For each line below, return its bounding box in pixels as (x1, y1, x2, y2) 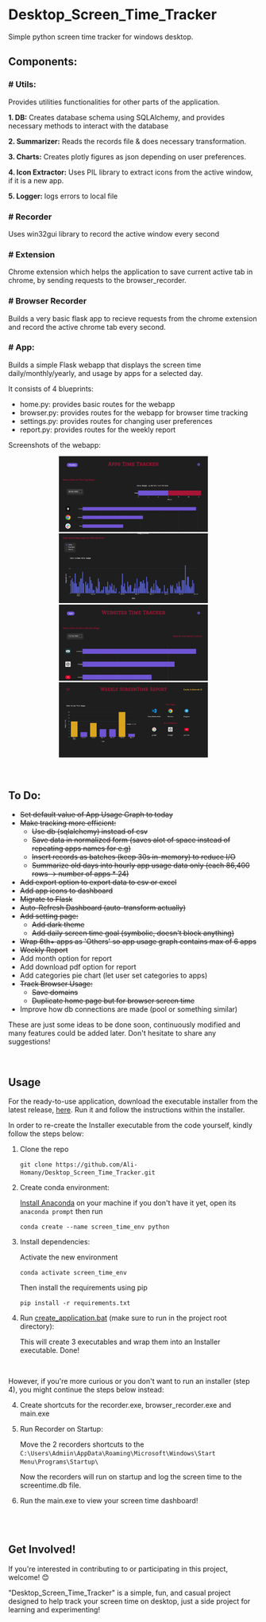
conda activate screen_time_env (19, 1269, 127, 1277)
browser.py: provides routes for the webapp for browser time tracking (19, 408, 249, 417)
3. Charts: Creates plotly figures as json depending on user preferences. (8, 151, 246, 161)
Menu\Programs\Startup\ (19, 1458, 99, 1467)
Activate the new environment (19, 1252, 118, 1262)
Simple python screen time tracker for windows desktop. (8, 32, 194, 41)
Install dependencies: (19, 1237, 91, 1247)
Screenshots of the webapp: (8, 440, 102, 449)
